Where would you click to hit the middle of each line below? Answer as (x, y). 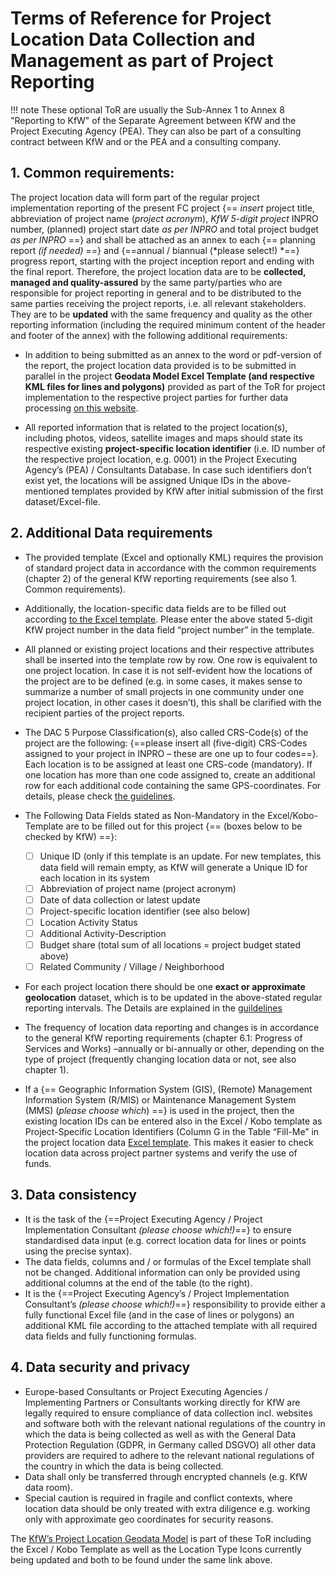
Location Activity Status (88, 922)
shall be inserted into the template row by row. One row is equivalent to (171, 659)
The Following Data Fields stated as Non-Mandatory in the (145, 815)
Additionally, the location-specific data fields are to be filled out (155, 608)
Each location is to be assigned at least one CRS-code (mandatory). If (168, 764)
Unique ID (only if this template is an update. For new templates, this (180, 856)
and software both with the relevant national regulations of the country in (175, 1423)
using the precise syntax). (78, 1251)
